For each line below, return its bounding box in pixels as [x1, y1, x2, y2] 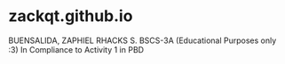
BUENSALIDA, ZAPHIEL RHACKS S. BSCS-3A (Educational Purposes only [8, 35, 277, 46]
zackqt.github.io [8, 6, 133, 26]
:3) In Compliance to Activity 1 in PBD [8, 44, 144, 54]
